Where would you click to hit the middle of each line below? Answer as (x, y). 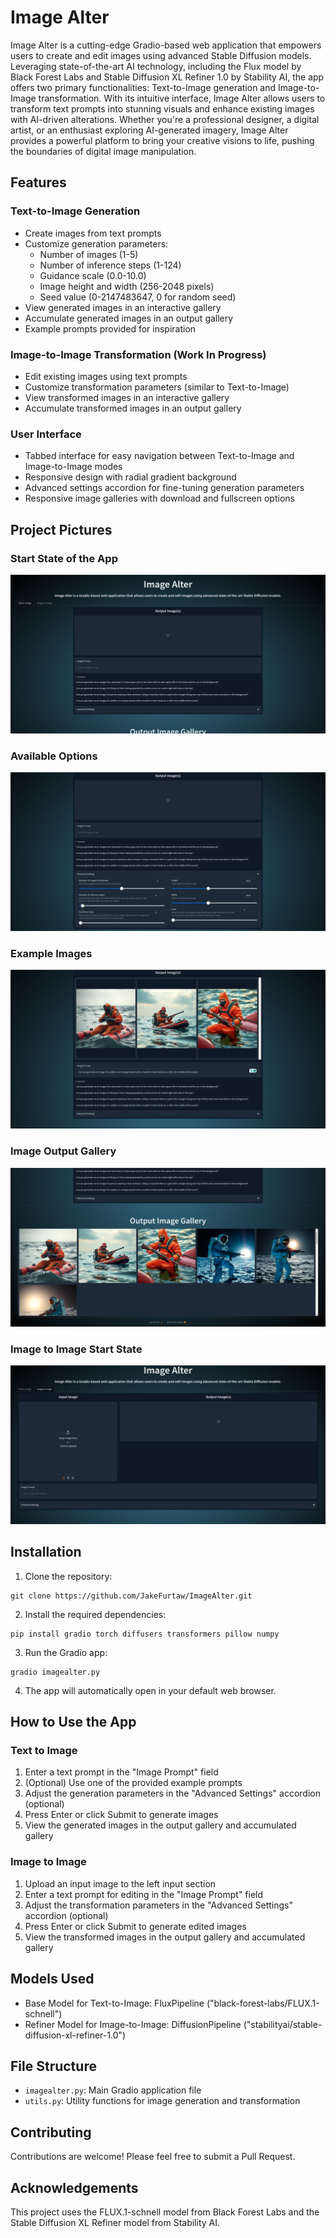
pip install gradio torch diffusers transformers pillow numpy (145, 1634)
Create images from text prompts (93, 233)
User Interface (46, 434)
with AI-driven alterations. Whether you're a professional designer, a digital (165, 119)
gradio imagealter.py (55, 1672)
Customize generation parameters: (96, 243)
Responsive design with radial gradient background (130, 477)
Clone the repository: (68, 1576)
